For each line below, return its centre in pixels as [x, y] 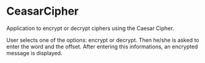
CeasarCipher [43, 11]
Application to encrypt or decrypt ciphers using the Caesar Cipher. [90, 28]
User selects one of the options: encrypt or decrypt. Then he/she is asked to [103, 40]
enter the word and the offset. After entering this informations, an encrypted [102, 46]
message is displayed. [34, 53]
